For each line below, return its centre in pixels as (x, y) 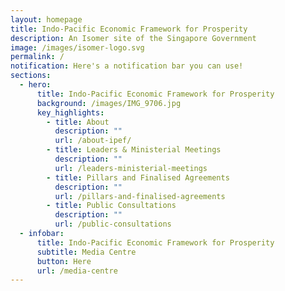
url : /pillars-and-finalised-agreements (140, 196)
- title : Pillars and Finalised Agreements (138, 177)
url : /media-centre (77, 271)
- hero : (35, 85)
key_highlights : (70, 112)
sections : (31, 76)
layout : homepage (46, 19)
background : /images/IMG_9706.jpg (109, 103)
